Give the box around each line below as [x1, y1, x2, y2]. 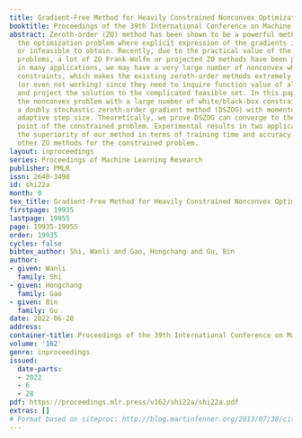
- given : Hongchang [9, 281, 83, 290]
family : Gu [17, 306, 58, 315]
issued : [9, 356, 39, 365]
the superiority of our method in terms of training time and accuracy [17, 130, 292, 139]
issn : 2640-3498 [9, 172, 70, 181]
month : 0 [9, 189, 42, 198]
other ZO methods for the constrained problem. [17, 139, 200, 147]
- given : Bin [9, 298, 58, 307]
